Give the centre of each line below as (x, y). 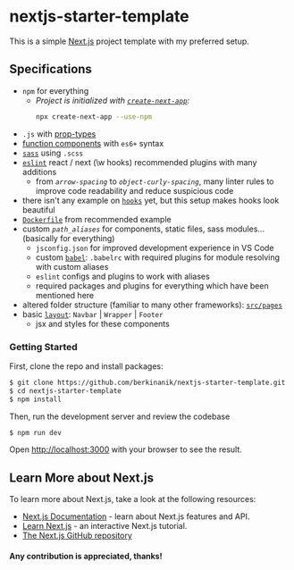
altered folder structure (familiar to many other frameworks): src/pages (152, 305)
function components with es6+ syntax (93, 143)
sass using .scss (53, 153)
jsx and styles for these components (102, 323)
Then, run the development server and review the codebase (120, 416)
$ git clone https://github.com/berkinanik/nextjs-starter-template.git (147, 382)
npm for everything (55, 90)
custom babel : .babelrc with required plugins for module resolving (157, 257)
